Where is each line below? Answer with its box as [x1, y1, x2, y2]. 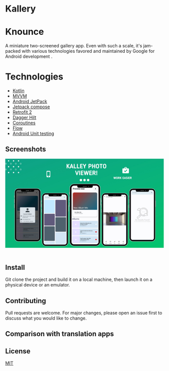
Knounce [5, 26, 44, 38]
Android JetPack [12, 99, 47, 105]
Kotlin [12, 88, 25, 94]
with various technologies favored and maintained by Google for [22, 48, 155, 54]
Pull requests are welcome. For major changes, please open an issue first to [5, 310, 162, 316]
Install [5, 263, 25, 272]
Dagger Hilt [12, 114, 37, 121]
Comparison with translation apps [5, 330, 114, 338]
